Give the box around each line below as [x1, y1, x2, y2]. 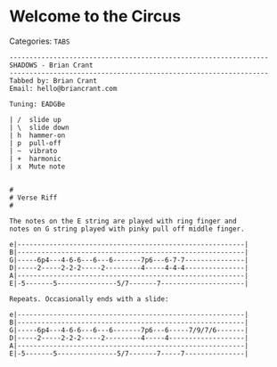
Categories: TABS [9, 36, 70, 46]
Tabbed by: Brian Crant [9, 76, 98, 86]
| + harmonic [9, 154, 62, 163]
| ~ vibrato [9, 146, 58, 155]
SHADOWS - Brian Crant [9, 61, 94, 69]
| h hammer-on [9, 131, 66, 140]
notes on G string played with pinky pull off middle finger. [9, 224, 245, 233]
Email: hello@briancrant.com [9, 84, 118, 93]
